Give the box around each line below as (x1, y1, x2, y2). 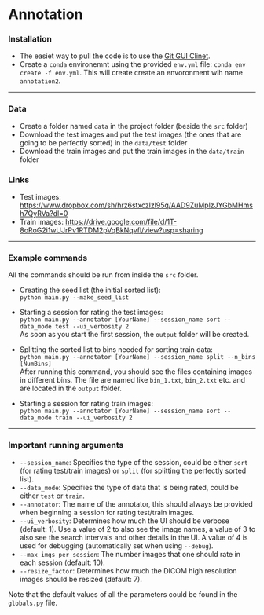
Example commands (8, 253, 88, 263)
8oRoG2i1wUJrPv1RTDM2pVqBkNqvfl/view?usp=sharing (19, 225, 203, 235)
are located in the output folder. (19, 383, 122, 394)
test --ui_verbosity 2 (54, 323, 130, 331)
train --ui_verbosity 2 (54, 414, 133, 422)
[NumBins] (19, 360, 53, 368)
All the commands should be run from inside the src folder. (8, 270, 199, 280)
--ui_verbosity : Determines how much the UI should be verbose (19, 516, 230, 525)
